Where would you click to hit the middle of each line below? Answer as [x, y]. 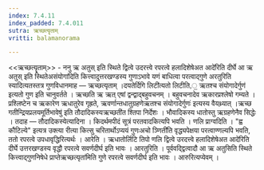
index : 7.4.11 [32, 16]
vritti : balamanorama [44, 38]
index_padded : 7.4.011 [46, 23]
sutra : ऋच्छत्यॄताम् [33, 30]
